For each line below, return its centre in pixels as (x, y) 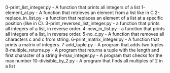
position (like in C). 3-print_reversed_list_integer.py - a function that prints (82, 23)
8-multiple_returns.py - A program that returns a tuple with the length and (82, 50)
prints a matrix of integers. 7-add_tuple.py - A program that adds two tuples (84, 45)
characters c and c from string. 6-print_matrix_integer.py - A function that (82, 39)
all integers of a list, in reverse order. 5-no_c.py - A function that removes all (85, 34)
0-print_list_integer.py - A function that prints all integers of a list (73, 7)
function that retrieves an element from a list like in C (98, 13)
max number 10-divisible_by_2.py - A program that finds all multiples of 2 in (84, 61)
